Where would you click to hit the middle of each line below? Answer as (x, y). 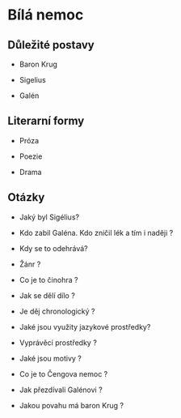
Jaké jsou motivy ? (50, 358)
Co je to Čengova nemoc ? (63, 373)
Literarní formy (46, 121)
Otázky (26, 197)
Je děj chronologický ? (57, 311)
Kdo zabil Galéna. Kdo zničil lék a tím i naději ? (96, 232)
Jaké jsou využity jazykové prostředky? (85, 326)
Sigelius (32, 80)
